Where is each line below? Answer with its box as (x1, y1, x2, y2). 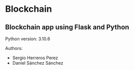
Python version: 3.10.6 (5, 36, 51, 42)
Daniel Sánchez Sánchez (12, 60, 64, 66)
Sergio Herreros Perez (12, 55, 59, 61)
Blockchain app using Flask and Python (5, 23, 130, 31)
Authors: (5, 46, 23, 51)
